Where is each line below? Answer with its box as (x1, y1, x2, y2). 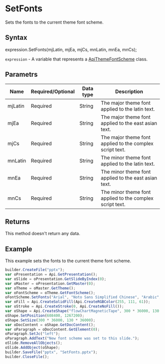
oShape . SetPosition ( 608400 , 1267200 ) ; (5, 313, 84, 318)
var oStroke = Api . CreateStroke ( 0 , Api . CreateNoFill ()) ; (5, 304, 124, 309)
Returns (5, 217, 30, 226)
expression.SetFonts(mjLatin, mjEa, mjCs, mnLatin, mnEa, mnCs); (5, 46, 137, 52)
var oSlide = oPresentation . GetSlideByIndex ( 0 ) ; (5, 276, 107, 281)
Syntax (5, 33, 27, 42)
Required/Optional (31, 88, 75, 95)
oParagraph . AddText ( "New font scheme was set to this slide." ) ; (5, 336, 139, 341)
